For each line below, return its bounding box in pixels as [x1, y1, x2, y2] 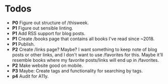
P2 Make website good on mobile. [12, 62, 83, 68]
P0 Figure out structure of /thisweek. [12, 20, 89, 26]
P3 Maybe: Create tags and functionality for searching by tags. [12, 67, 143, 73]
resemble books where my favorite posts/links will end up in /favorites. [12, 57, 159, 63]
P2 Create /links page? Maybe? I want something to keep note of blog [12, 46, 157, 52]
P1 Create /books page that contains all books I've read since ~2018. [12, 36, 155, 42]
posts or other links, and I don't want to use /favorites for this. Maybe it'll [12, 51, 163, 58]
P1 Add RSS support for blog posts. [12, 30, 86, 36]
